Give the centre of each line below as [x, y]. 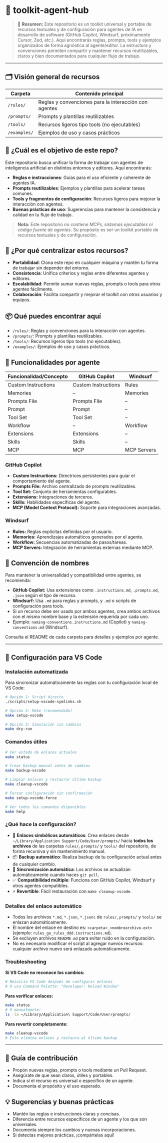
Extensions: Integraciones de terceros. [53, 497]
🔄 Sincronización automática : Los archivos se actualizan [71, 869]
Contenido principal [99, 93]
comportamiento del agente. [41, 481]
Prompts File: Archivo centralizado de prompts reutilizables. [74, 486]
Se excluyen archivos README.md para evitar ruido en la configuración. [84, 938]
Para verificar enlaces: [29, 996]
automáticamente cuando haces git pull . [56, 874]
